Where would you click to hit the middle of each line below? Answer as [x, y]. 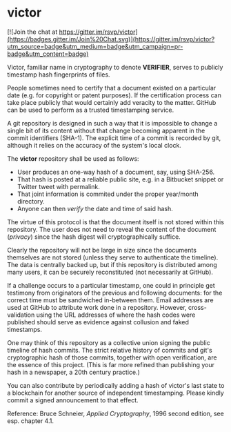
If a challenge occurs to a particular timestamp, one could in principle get [111, 285]
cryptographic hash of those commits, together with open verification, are [112, 357]
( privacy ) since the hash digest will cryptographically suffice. [94, 237]
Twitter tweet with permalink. [58, 186]
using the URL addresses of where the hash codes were [116, 315]
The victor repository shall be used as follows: [73, 158]
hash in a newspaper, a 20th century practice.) [73, 372]
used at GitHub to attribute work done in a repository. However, [97, 307]
